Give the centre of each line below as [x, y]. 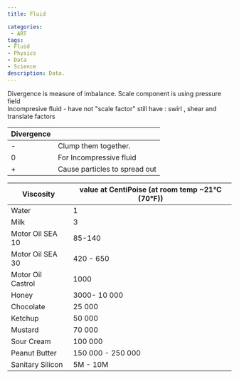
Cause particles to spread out [107, 169]
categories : [25, 27]
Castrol [23, 284]
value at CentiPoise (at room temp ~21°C [150, 189]
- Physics [22, 53]
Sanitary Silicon [37, 364]
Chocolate [28, 306]
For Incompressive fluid [97, 157]
